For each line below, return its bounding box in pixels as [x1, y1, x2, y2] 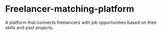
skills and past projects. [5, 24, 54, 30]
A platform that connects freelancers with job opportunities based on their [5, 19, 157, 25]
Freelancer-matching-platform [5, 3, 135, 15]
